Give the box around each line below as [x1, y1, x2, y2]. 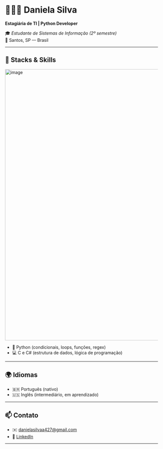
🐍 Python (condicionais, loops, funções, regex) [12, 344, 106, 350]
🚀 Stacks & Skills [5, 56, 56, 64]
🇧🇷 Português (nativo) [12, 386, 58, 392]
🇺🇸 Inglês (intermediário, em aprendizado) [12, 392, 99, 397]
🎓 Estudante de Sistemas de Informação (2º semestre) [5, 30, 117, 36]
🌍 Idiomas [5, 371, 38, 379]
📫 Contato [5, 411, 39, 419]
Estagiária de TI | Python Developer [5, 20, 78, 26]
